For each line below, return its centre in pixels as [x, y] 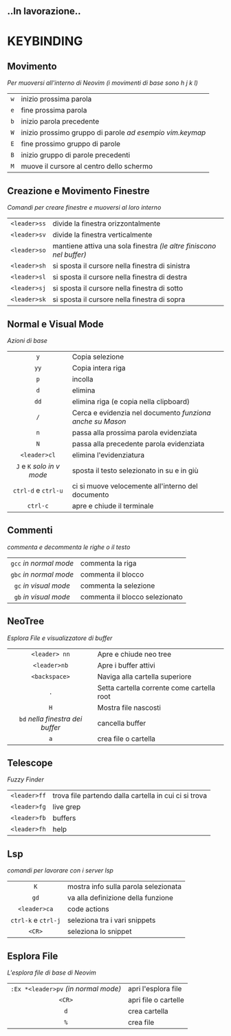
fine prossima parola [54, 110]
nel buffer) [70, 255]
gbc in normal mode [42, 574]
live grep [67, 807]
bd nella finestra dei [51, 719]
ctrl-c [38, 506]
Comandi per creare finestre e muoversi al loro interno [84, 208]
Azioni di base [27, 341]
